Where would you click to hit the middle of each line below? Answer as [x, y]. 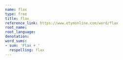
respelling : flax [27, 50]
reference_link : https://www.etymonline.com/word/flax [62, 23]
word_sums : [16, 41]
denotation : [17, 37]
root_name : [16, 28]
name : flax [16, 9]
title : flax [17, 18]
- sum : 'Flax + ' [23, 45]
